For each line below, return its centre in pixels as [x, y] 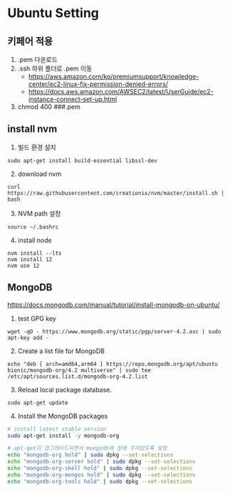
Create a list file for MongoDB [61, 351]
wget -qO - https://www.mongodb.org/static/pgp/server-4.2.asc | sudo [114, 331]
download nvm [40, 174]
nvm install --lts [35, 253]
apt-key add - [28, 337]
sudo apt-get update [38, 403]
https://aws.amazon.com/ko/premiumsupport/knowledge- [114, 77]
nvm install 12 [30, 259]
